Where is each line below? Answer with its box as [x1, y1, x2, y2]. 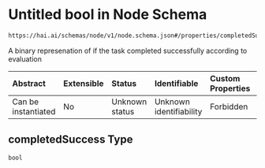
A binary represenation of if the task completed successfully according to [8, 46, 248, 55]
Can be [12, 96, 39, 107]
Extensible [62, 77, 104, 88]
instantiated [12, 106, 56, 117]
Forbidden [210, 101, 248, 112]
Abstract [12, 77, 46, 88]
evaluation [8, 54, 42, 64]
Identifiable [154, 77, 199, 88]
